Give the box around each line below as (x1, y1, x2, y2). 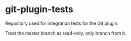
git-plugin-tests (5, 4, 73, 15)
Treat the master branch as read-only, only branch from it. (5, 30, 126, 36)
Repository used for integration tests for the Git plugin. (5, 20, 119, 26)
